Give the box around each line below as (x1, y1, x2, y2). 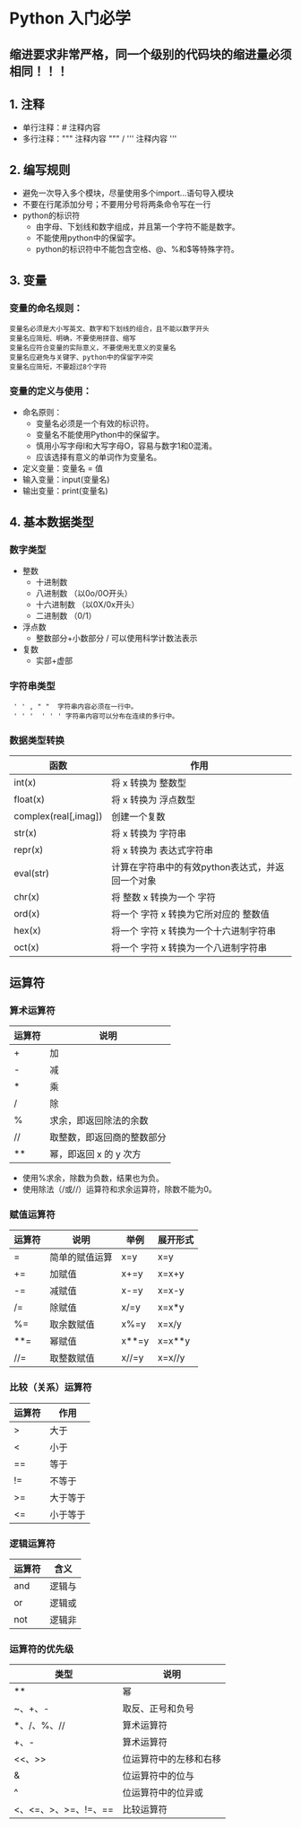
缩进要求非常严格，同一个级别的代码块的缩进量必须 (9, 47, 292, 62)
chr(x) (13, 891, 40, 903)
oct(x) (13, 941, 40, 953)
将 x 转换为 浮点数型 (111, 794, 195, 806)
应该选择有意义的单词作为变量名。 (35, 452, 162, 463)
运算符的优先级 (9, 1642, 74, 1655)
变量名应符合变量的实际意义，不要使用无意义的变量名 (9, 343, 176, 353)
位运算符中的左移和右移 (122, 1753, 221, 1765)
